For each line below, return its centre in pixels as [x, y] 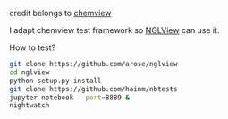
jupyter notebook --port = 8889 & [69, 98]
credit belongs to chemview [60, 13]
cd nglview [30, 72]
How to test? [33, 47]
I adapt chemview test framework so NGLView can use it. [114, 30]
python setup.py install [55, 81]
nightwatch [30, 106]
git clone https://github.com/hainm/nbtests [93, 89]
